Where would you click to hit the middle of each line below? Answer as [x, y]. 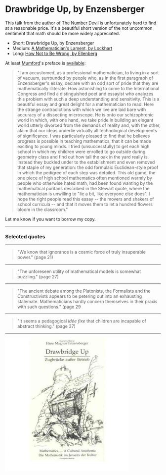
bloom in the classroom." [42, 210]
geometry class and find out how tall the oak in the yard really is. [83, 157]
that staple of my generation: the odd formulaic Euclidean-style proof [88, 167]
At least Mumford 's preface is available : [45, 63]
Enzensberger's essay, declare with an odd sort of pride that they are [88, 83]
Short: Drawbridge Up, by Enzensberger [53, 43]
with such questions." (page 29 [49, 307]
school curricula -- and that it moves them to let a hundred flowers [85, 204]
